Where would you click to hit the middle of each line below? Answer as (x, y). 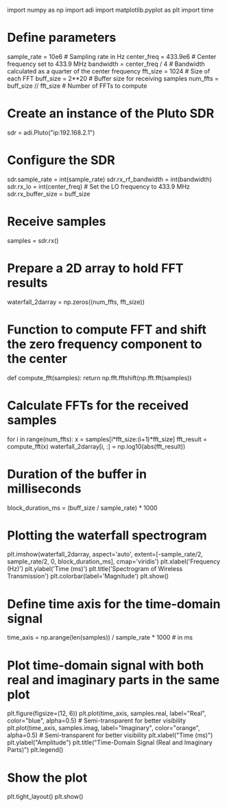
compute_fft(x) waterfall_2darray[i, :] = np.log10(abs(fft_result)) (96, 446)
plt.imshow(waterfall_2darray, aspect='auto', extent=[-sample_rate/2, (105, 554)
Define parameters (62, 38)
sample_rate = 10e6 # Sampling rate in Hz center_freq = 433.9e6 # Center (112, 56)
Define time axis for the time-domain (114, 604)
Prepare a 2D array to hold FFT (95, 268)
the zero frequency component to (105, 344)
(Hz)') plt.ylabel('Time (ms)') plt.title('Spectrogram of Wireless (95, 569)
